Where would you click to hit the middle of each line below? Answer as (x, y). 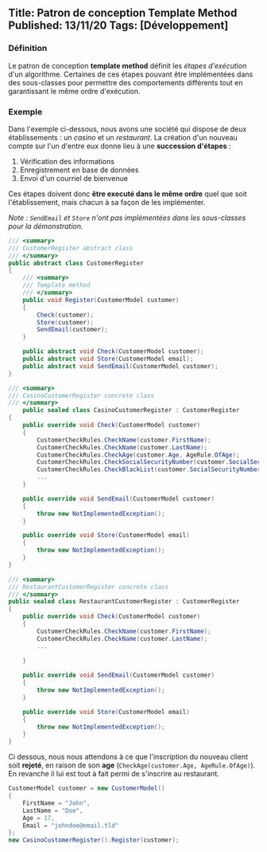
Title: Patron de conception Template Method (123, 13)
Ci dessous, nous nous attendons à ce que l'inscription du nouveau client (128, 757)
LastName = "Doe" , (53, 811)
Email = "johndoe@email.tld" (71, 825)
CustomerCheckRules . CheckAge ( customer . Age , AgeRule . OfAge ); (138, 455)
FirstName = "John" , (56, 803)
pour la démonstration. (46, 226)
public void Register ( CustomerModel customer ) (101, 300)
